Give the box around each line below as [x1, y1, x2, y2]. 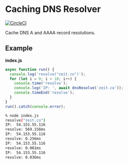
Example [5, 44, 33, 53]
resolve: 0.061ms [5, 146, 41, 151]
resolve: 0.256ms [5, 136, 41, 141]
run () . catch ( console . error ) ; [5, 104, 66, 109]
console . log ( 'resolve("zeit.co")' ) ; [9, 71, 86, 77]
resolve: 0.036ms [5, 155, 41, 160]
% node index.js [5, 113, 39, 118]
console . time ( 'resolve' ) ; [14, 81, 68, 86]
